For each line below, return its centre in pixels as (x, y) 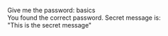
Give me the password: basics (51, 10)
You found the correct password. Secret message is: (84, 18)
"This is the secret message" (50, 25)
